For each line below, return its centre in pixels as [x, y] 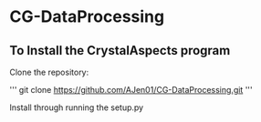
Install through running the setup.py [77, 107]
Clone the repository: [49, 72]
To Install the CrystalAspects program [120, 51]
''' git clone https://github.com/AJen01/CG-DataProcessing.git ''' [131, 90]
